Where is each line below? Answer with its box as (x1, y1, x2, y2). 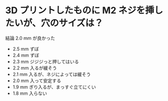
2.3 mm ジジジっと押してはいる (12, 58, 79, 64)
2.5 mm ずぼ (12, 46, 39, 52)
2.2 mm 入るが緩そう (12, 64, 57, 71)
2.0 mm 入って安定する (12, 77, 61, 84)
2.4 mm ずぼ (12, 52, 39, 58)
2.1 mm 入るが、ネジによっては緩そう (12, 71, 91, 77)
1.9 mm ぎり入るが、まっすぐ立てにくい (12, 84, 96, 90)
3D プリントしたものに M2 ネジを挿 (5, 5, 154, 16)
